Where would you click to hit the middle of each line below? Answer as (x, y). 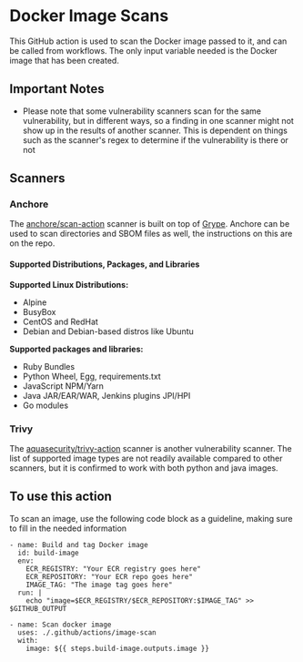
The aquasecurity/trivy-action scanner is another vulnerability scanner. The (151, 448)
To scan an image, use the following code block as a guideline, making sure (151, 518)
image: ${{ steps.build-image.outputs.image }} (117, 648)
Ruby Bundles (49, 366)
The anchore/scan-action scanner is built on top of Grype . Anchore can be (150, 224)
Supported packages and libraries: (76, 349)
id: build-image (48, 553)
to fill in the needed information (68, 528)
